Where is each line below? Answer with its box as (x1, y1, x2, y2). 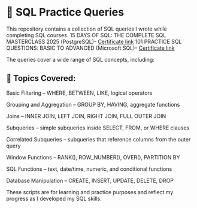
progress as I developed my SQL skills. (6, 195, 102, 202)
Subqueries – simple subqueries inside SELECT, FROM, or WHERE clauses (6, 124, 190, 131)
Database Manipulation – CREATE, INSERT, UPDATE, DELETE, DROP (6, 177, 174, 184)
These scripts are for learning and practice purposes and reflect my (6, 188, 174, 195)
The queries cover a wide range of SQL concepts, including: (6, 56, 154, 63)
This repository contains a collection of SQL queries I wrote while (6, 25, 168, 32)
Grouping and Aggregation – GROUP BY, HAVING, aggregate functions (6, 101, 180, 108)
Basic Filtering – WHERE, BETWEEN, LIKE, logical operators (6, 89, 153, 97)
